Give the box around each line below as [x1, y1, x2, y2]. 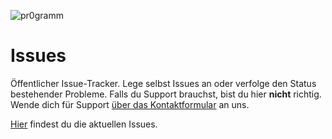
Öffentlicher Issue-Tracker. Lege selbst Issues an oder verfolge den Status [10, 77, 317, 89]
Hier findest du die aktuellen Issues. [10, 118, 158, 130]
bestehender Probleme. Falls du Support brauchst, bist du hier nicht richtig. [10, 88, 322, 100]
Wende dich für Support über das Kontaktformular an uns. [10, 98, 250, 110]
